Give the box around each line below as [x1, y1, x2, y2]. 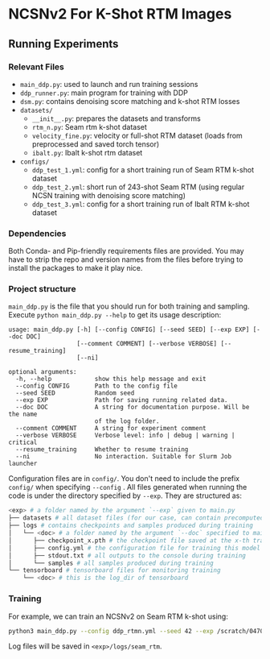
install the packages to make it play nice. [8, 263, 143, 273]
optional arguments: [8, 368, 78, 376]
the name [8, 410, 38, 419]
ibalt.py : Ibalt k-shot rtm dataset [31, 147, 143, 157]
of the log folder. [94, 417, 160, 425]
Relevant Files [8, 61, 64, 73]
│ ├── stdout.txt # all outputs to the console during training [8, 551, 247, 560]
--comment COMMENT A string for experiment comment [15, 425, 207, 433]
